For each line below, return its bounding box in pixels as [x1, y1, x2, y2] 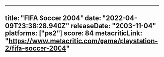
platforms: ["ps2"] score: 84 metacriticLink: [5, 29, 143, 38]
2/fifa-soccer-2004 [5, 44, 67, 53]
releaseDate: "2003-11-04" [70, 22, 156, 30]
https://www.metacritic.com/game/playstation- [8, 37, 158, 45]
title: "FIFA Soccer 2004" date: [5, 14, 102, 22]
